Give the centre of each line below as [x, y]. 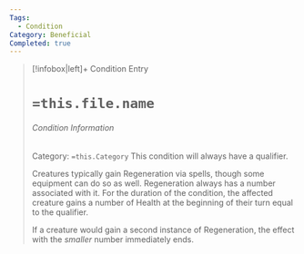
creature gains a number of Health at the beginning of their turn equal [162, 202]
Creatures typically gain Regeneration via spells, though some [148, 173]
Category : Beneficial [51, 34]
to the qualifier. [60, 212]
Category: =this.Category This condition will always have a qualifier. [160, 156]
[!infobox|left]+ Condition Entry [90, 69]
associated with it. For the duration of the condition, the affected [152, 192]
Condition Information [73, 128]
